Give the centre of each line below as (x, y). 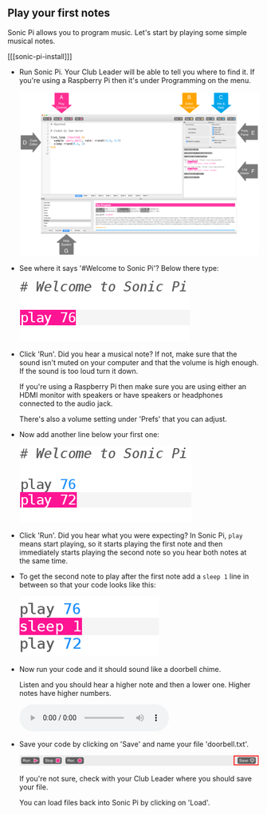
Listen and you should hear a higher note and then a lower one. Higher (135, 684)
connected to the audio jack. (66, 404)
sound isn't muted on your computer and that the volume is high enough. (139, 362)
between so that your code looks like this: (87, 584)
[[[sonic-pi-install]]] (40, 56)
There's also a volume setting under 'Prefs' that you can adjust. (123, 419)
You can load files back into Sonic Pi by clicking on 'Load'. (114, 803)
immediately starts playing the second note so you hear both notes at (133, 552)
